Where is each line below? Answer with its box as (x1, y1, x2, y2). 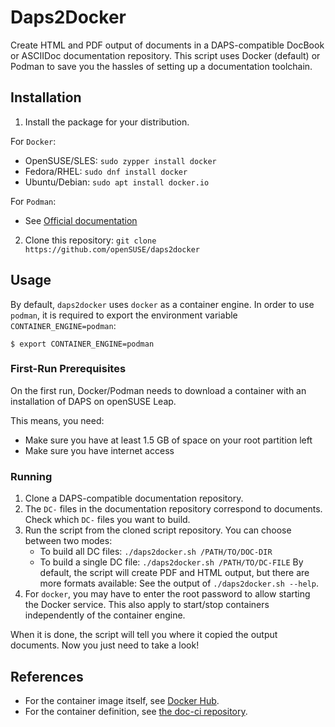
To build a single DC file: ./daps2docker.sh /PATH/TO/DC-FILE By (39, 556, 304, 568)
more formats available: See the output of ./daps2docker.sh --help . (39, 577, 320, 590)
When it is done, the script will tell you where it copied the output (10, 629, 278, 641)
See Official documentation (24, 214, 138, 226)
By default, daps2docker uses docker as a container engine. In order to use (10, 298, 315, 310)
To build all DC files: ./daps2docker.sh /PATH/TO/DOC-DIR (39, 546, 273, 558)
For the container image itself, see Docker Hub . (24, 694, 220, 706)
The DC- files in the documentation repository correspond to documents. (24, 503, 323, 515)
